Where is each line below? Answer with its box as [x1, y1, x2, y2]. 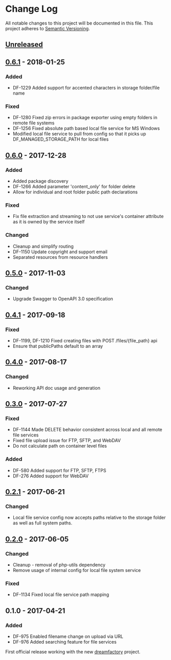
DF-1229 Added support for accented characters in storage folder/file [12, 85, 160, 91]
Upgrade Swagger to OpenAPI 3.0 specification [12, 296, 114, 302]
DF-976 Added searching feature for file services [12, 639, 117, 645]
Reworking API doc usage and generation [12, 385, 101, 391]
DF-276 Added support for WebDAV [12, 473, 89, 479]
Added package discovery [12, 178, 69, 184]
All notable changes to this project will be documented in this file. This [5, 20, 154, 26]
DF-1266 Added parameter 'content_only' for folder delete [12, 184, 136, 189]
